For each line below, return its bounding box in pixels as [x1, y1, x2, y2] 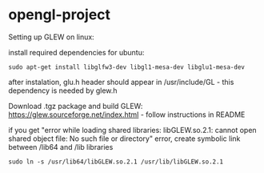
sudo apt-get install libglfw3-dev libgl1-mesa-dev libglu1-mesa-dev [8, 62, 246, 71]
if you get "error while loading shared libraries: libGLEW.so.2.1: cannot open [8, 125, 258, 135]
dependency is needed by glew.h [8, 86, 118, 95]
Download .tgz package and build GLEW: [8, 101, 143, 111]
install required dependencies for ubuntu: [8, 47, 145, 57]
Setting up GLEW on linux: [8, 32, 94, 42]
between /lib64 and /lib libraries [8, 142, 114, 151]
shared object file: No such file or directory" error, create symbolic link [8, 134, 241, 143]
